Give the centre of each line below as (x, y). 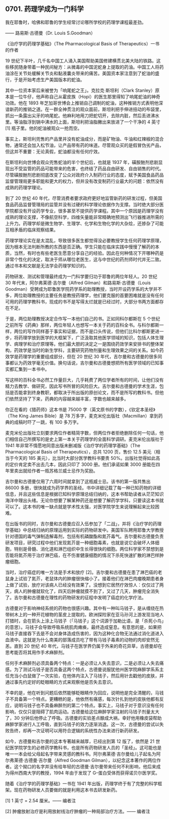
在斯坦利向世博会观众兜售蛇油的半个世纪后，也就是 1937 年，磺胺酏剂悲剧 (82, 162)
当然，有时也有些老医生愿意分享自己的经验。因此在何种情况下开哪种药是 (89, 253)
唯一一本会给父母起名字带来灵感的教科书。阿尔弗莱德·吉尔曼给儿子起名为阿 (83, 754)
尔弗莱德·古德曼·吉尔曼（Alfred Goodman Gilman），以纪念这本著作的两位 (81, 760)
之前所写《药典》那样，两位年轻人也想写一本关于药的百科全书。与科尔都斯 (82, 325)
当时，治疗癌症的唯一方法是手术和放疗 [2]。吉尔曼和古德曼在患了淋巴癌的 (81, 572)
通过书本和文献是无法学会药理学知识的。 (47, 265)
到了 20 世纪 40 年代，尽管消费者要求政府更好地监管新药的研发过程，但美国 (84, 198)
